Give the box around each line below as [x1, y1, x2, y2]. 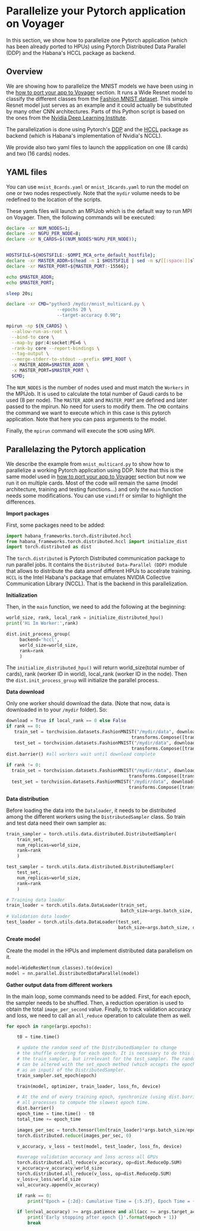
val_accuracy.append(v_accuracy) [17, 1181, 100, 1188]
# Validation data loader [6, 914, 70, 920]
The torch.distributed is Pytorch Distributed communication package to [6, 555, 186, 562]
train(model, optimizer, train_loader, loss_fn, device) [17, 1083, 161, 1090]
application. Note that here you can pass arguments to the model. [6, 415, 167, 422]
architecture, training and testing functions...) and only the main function [6, 485, 183, 493]
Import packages [6, 510, 49, 517]
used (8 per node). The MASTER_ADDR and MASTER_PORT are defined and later [6, 396, 187, 403]
